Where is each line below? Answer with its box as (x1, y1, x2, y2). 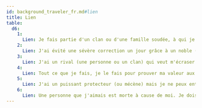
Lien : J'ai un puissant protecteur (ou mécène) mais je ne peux (22, 82, 187, 88)
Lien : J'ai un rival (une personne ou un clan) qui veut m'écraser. (22, 59, 198, 65)
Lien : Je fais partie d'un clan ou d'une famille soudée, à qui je (22, 37, 195, 43)
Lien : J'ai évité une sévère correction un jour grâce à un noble (22, 48, 192, 54)
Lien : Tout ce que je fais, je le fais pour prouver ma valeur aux (22, 70, 195, 76)
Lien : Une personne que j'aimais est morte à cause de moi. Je (22, 92, 185, 98)
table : (6, 20, 23, 26)
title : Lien (6, 14, 36, 20)
